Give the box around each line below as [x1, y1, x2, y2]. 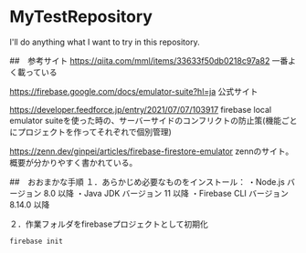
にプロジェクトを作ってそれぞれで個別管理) [9, 126, 172, 137]
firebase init [9, 237, 64, 246]
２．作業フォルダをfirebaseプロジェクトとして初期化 [9, 218, 208, 229]
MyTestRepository [9, 6, 153, 27]
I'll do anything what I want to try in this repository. [9, 36, 200, 47]
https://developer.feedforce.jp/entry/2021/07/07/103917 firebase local [9, 104, 272, 115]
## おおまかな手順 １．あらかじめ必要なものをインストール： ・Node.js [9, 176, 285, 187]
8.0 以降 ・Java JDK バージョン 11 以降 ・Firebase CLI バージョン [43, 187, 290, 198]
